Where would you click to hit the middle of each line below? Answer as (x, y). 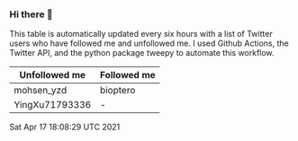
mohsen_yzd (41, 91)
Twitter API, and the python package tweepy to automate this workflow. (142, 53)
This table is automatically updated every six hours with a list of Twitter (141, 34)
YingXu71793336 (53, 105)
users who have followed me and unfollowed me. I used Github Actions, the (149, 43)
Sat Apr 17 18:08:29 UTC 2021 (65, 127)
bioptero (117, 91)
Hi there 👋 (32, 14)
